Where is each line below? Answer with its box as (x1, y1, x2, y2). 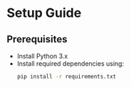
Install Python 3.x (16, 52, 68, 60)
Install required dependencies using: (16, 59, 125, 68)
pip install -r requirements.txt (16, 73, 117, 80)
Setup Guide (6, 5, 82, 21)
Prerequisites (6, 33, 68, 45)
